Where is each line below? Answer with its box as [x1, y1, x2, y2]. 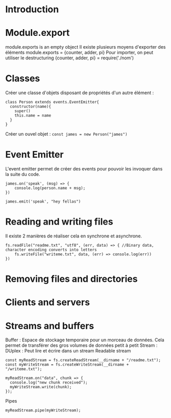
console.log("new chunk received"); [10, 380, 88, 385]
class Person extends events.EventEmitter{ [5, 100, 100, 105]
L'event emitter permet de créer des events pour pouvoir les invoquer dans [5, 166, 163, 172]
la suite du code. [5, 171, 40, 177]
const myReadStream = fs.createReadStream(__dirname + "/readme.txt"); [5, 358, 161, 363]
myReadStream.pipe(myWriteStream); [5, 408, 81, 413]
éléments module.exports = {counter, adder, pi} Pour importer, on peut [5, 50, 154, 56]
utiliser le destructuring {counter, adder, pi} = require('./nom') [5, 55, 134, 61]
